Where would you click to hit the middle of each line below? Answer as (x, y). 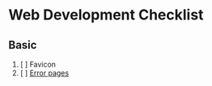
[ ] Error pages (45, 73)
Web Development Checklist (106, 15)
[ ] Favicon (38, 64)
